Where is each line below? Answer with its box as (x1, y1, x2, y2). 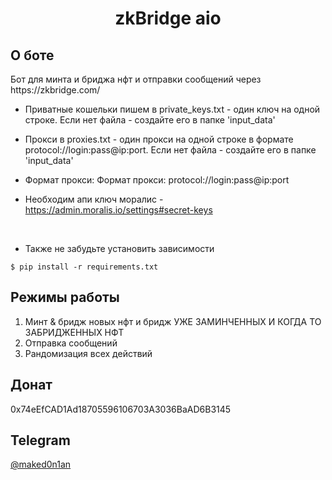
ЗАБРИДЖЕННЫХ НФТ (24, 326, 125, 338)
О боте (10, 47, 55, 64)
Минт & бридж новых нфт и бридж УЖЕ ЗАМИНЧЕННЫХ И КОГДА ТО (24, 315, 322, 327)
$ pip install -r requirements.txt (10, 262, 159, 272)
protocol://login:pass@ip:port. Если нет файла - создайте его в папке (24, 144, 317, 156)
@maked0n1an (10, 458, 72, 471)
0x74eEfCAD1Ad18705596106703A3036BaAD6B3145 (10, 403, 232, 415)
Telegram (10, 432, 71, 449)
